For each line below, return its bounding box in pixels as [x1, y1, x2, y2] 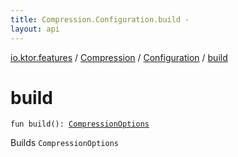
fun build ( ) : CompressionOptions [10, 119, 150, 130]
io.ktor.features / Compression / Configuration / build [10, 51, 228, 63]
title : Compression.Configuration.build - [10, 14, 190, 25]
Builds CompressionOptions [10, 137, 119, 149]
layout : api [10, 24, 60, 34]
